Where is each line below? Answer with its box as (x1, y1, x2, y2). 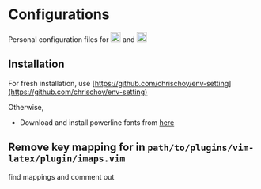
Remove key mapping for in (8, 141, 146, 154)
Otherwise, (8, 102, 44, 112)
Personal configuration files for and (8, 34, 135, 44)
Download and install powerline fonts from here (19, 117, 175, 127)
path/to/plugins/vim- (147, 142, 255, 153)
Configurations (8, 6, 110, 24)
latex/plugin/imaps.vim (8, 153, 126, 164)
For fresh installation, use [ (8, 78, 95, 88)
